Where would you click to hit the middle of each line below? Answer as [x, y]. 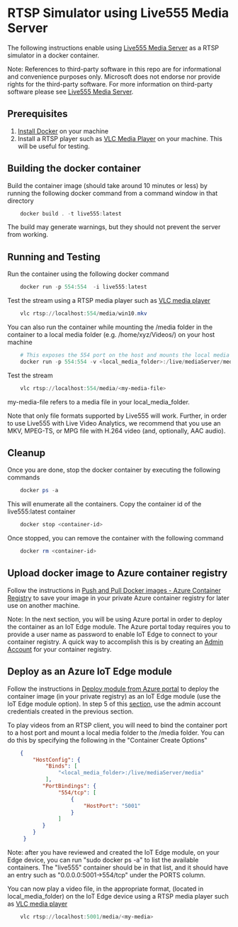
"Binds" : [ [61, 766]
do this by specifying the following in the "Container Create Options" [107, 740]
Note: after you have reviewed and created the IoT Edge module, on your [113, 852]
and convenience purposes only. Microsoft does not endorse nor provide [114, 77]
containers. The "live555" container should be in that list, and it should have [118, 867]
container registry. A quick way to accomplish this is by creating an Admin [115, 642]
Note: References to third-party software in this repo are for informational [114, 69]
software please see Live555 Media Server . [70, 91]
